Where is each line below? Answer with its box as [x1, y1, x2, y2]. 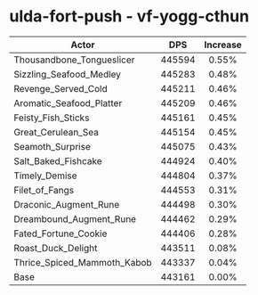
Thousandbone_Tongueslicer [13, 53, 135, 66]
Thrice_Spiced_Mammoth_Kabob [13, 256, 153, 268]
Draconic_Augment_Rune [13, 198, 120, 210]
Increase [204, 38, 242, 51]
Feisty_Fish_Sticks [13, 111, 90, 124]
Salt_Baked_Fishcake [13, 154, 102, 167]
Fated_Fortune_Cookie [13, 227, 108, 240]
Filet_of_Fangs [13, 184, 74, 196]
